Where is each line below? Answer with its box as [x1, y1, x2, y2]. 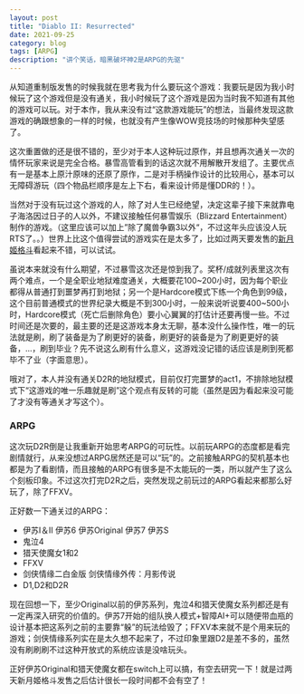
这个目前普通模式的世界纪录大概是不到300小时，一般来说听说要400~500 [9, 298, 282, 308]
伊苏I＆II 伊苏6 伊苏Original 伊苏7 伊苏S [22, 525, 169, 535]
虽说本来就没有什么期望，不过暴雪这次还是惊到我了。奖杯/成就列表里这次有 [9, 264, 290, 275]
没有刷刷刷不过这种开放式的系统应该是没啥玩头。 [9, 644, 192, 655]
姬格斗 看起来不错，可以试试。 [9, 245, 120, 255]
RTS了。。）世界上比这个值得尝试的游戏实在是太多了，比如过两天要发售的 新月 [9, 233, 295, 244]
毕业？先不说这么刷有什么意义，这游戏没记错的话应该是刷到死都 [55, 343, 294, 353]
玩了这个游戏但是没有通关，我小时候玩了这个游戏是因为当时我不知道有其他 [16, 92, 295, 103]
